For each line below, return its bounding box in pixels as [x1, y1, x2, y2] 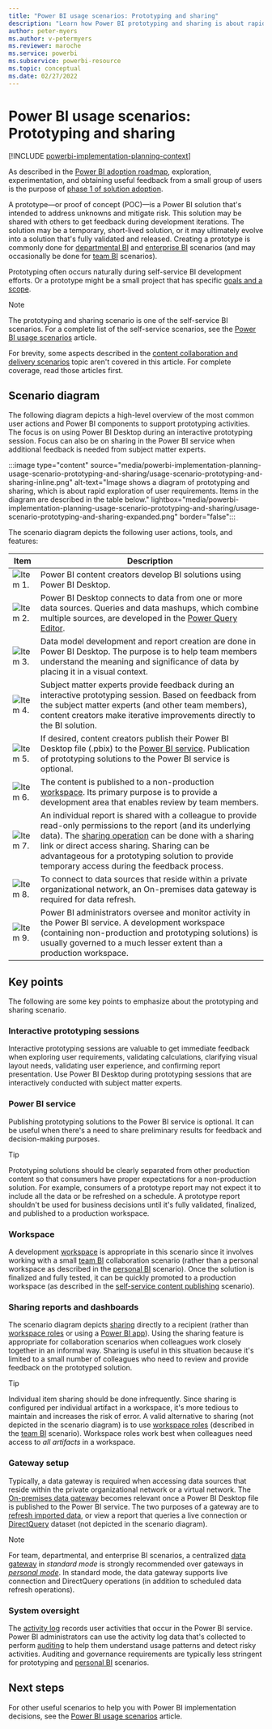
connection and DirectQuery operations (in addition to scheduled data [8, 1576, 242, 1586]
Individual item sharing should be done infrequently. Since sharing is [8, 1394, 237, 1404]
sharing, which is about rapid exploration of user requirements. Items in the [8, 486, 259, 496]
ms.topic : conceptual [8, 65, 82, 73]
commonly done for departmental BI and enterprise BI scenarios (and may [8, 242, 256, 252]
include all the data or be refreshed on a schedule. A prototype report [8, 1191, 240, 1200]
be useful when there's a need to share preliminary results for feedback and [8, 1125, 262, 1135]
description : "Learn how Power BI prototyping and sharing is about [8, 19, 244, 28]
